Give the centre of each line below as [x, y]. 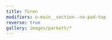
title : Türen [22, 11]
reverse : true [23, 22]
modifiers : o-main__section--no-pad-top [56, 17]
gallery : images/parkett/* [39, 28]
